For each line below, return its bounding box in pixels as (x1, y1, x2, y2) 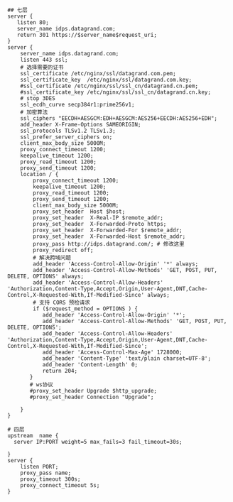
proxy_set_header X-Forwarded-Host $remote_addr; (33, 233, 186, 240)
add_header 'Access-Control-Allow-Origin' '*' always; (33, 261, 199, 268)
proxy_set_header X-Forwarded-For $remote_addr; (33, 227, 183, 234)
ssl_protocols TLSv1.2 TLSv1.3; (20, 127, 116, 134)
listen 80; (16, 19, 50, 26)
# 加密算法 (20, 109, 48, 116)
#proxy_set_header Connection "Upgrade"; (29, 393, 154, 400)
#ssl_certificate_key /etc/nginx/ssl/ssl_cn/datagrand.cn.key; (20, 89, 212, 96)
